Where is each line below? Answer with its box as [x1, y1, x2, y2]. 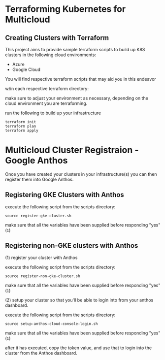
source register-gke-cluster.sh [5, 213, 71, 218]
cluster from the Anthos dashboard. [5, 350, 77, 356]
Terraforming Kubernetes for [5, 3, 126, 15]
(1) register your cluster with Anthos [5, 255, 78, 261]
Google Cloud [12, 66, 40, 72]
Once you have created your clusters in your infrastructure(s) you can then [5, 171, 157, 177]
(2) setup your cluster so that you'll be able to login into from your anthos [5, 297, 154, 303]
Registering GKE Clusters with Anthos [5, 191, 124, 199]
